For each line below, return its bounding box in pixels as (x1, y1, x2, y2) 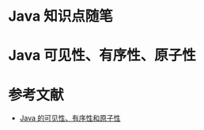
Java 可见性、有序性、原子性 (8, 47, 196, 64)
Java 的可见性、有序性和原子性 (19, 113, 121, 123)
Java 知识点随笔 (8, 7, 113, 25)
